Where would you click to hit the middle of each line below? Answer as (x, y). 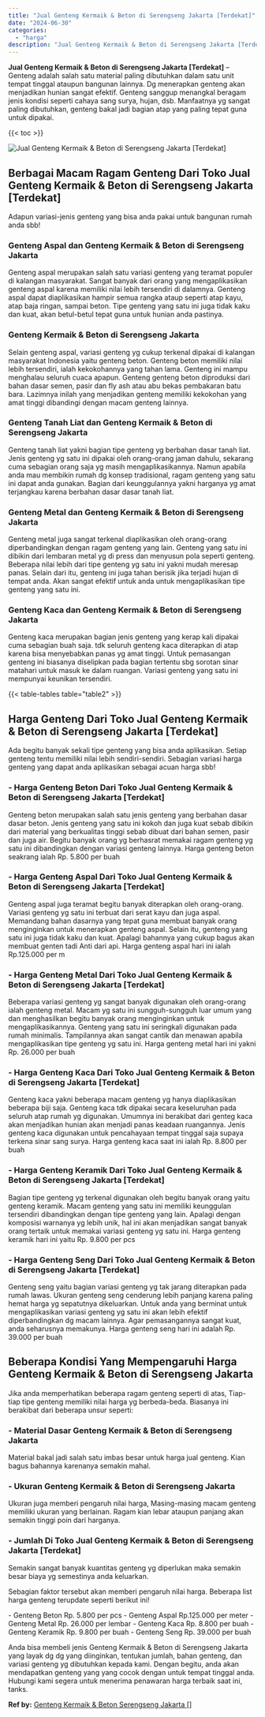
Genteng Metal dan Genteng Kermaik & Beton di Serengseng (126, 512)
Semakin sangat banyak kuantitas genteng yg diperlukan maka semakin (125, 1568)
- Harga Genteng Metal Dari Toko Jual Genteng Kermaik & (120, 974)
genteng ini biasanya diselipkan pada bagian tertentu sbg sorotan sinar (123, 662)
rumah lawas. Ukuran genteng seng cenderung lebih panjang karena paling (131, 1296)
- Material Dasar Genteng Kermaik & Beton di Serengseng (120, 1431)
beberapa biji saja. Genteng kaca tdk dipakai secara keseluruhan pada (122, 1108)
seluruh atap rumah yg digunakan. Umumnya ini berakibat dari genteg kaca (131, 1117)
